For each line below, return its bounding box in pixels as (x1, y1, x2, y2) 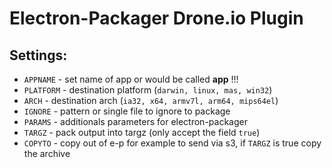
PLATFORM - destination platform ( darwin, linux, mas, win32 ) (23, 84, 273, 96)
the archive (23, 148, 71, 159)
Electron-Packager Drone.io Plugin (9, 7, 304, 30)
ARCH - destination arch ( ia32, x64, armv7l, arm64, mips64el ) (23, 95, 279, 106)
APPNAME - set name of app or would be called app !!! (23, 73, 239, 85)
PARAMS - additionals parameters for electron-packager (23, 116, 248, 127)
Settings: (9, 47, 68, 64)
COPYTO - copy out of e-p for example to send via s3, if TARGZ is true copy (23, 137, 322, 149)
